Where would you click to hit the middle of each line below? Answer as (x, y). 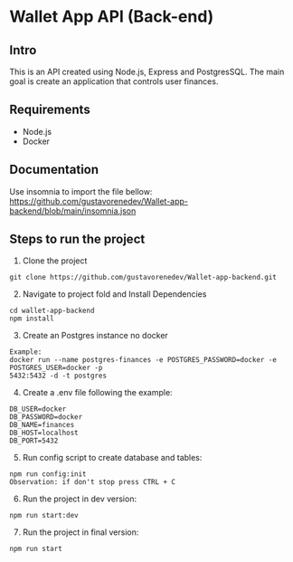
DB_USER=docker (38, 409)
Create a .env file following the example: (98, 393)
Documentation (54, 170)
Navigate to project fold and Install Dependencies (114, 294)
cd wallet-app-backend (52, 311)
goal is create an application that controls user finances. (114, 81)
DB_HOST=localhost (44, 433)
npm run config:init (48, 474)
